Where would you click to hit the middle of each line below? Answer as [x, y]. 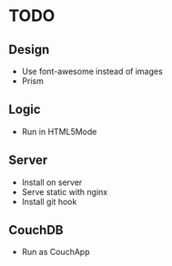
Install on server [52, 182]
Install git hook [49, 201]
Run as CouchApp [56, 252]
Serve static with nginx [65, 191]
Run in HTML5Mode [59, 131]
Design [29, 50]
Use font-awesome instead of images [92, 71]
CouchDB [36, 230]
